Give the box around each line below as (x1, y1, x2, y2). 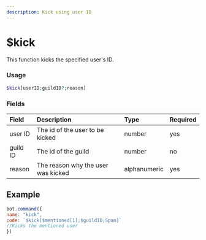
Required (169, 115, 197, 124)
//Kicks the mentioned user (6, 223, 78, 229)
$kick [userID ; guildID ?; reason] (6, 85, 86, 91)
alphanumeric (124, 165, 164, 174)
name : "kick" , (6, 211, 43, 218)
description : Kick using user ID (6, 9, 92, 15)
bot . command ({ (6, 206, 43, 212)
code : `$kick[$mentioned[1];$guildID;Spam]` (6, 217, 122, 223)
